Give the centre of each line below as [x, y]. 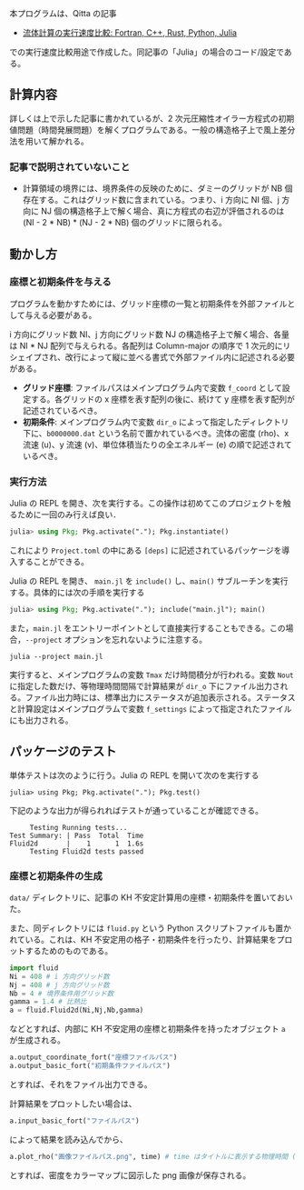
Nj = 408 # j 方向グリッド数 [60, 985]
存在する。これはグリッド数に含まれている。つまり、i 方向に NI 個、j [151, 200]
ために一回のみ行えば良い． [69, 515]
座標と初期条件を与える [60, 282]
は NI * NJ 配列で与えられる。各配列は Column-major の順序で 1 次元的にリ [150, 345]
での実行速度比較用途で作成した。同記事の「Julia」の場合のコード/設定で [147, 52]
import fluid [34, 968]
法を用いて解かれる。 [49, 141]
